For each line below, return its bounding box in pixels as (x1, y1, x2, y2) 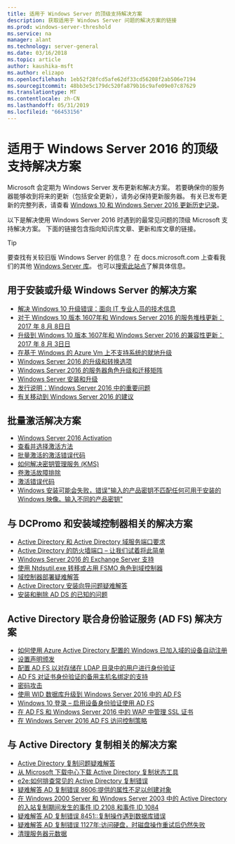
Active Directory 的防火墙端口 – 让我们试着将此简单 (17, 546, 165, 555)
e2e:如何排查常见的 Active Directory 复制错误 (17, 776, 149, 785)
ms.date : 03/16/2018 (7, 50, 68, 57)
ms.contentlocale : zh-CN (7, 96, 80, 103)
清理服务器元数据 (17, 829, 67, 838)
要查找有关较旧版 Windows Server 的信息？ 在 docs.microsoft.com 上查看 (7, 252, 220, 261)
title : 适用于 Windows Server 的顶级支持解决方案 (7, 10, 142, 18)
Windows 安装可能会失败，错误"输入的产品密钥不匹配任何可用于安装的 (17, 486, 222, 494)
